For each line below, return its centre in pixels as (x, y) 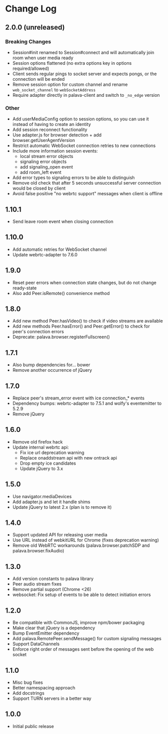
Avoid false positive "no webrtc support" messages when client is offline (88, 194)
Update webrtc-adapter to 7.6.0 (45, 254)
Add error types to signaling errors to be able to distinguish (73, 178)
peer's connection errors (38, 332)
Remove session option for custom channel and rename (70, 84)
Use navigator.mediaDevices (42, 496)
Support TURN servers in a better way (52, 698)
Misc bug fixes (28, 682)
